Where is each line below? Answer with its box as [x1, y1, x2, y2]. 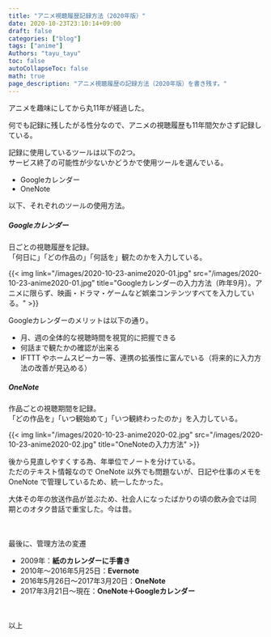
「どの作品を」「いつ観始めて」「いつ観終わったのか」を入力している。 [8, 414, 243, 423]
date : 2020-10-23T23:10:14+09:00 [8, 19, 121, 28]
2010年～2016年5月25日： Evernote [19, 566, 140, 575]
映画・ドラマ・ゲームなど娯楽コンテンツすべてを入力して [57, 288, 248, 298]
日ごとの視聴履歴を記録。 [8, 242, 94, 252]
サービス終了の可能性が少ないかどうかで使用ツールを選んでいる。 [8, 157, 228, 167]
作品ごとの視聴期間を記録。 [8, 404, 101, 414]
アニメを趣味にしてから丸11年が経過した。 [8, 103, 149, 113]
